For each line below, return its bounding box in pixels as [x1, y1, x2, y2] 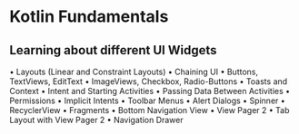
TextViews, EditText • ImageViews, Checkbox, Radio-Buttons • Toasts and [9, 76, 288, 87]
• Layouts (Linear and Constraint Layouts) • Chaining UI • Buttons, [9, 66, 259, 77]
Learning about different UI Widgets [9, 43, 217, 58]
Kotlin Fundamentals [9, 6, 169, 27]
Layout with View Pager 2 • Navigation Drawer [9, 115, 184, 125]
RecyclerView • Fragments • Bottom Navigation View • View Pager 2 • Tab [9, 105, 290, 115]
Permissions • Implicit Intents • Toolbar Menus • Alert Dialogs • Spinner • [9, 95, 286, 106]
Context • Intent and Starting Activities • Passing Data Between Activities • [9, 86, 291, 96]
